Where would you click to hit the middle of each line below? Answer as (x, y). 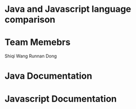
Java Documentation (48, 76)
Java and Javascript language (68, 9)
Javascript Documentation (61, 99)
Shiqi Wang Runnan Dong (31, 56)
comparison (30, 20)
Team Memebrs (37, 42)
